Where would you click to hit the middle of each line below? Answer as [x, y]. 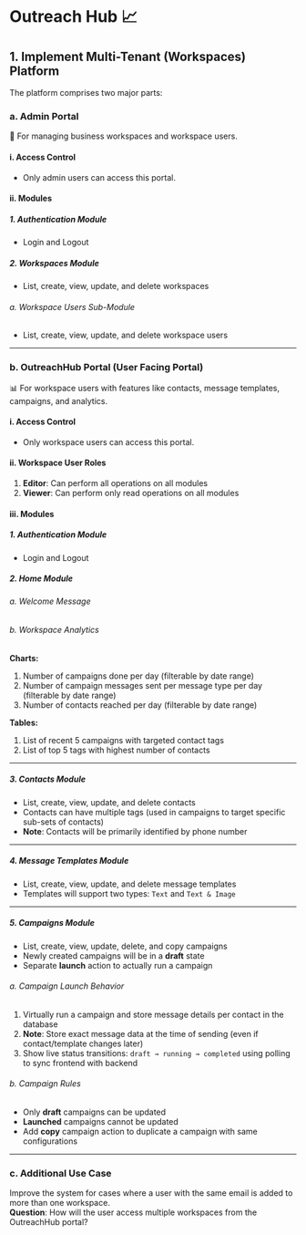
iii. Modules [32, 514]
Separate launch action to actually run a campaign [117, 965]
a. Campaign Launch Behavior [67, 986]
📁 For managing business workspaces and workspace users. [124, 136]
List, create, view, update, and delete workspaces [116, 286]
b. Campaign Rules [46, 1084]
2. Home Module [41, 578]
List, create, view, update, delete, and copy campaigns [125, 946]
